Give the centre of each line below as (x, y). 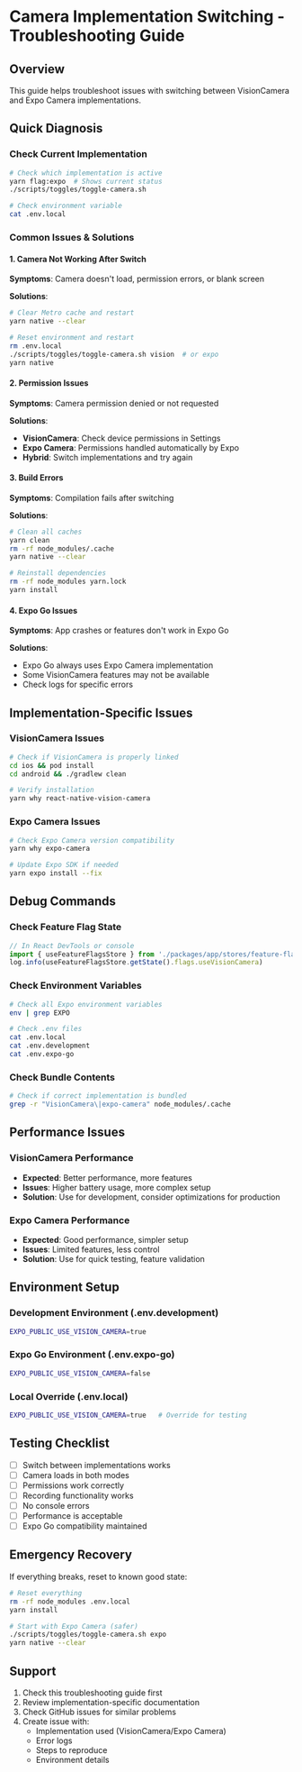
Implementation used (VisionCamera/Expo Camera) (131, 1731)
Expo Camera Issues (55, 822)
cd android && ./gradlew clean (68, 774)
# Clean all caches (46, 532)
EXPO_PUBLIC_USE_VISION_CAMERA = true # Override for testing (128, 1415)
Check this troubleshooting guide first (93, 1693)
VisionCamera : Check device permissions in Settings (121, 438)
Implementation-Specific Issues (101, 712)
